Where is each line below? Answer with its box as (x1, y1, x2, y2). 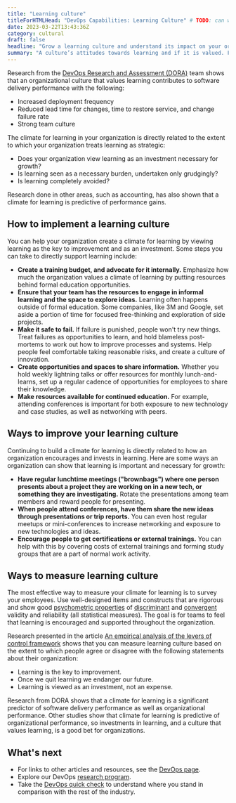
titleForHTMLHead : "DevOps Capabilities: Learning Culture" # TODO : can (7, 17, 225, 24)
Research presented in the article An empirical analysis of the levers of (7, 632, 212, 640)
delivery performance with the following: (7, 84, 125, 92)
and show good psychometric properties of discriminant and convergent (7, 603, 218, 612)
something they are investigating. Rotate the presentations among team (17, 490, 229, 498)
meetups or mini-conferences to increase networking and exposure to (17, 519, 221, 528)
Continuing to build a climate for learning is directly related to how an (7, 446, 207, 455)
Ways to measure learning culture (7, 570, 159, 582)
